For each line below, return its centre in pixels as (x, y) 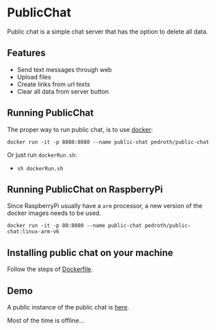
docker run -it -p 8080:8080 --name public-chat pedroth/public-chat (108, 142)
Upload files (34, 77)
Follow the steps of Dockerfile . (50, 269)
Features (26, 53)
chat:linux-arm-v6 (33, 232)
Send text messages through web (64, 69)
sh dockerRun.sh (40, 168)
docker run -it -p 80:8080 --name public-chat (75, 226)
